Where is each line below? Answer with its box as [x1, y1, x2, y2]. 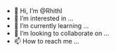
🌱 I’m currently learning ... [13, 22, 89, 30]
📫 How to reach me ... [13, 37, 79, 45]
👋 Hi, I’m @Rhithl [13, 7, 63, 15]
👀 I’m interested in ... [13, 14, 74, 22]
